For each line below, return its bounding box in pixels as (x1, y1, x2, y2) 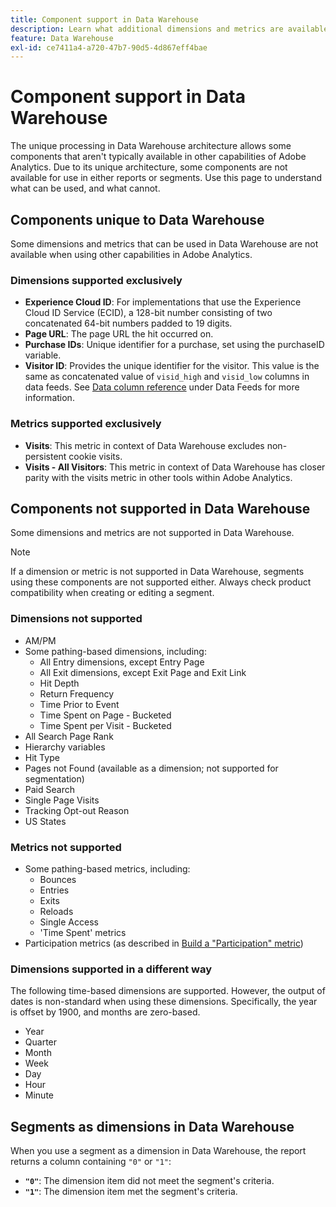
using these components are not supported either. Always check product (10, 576, 312, 588)
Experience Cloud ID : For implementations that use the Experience (24, 296, 302, 308)
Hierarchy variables (24, 741, 106, 753)
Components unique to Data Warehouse (10, 211, 265, 228)
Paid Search (24, 783, 75, 795)
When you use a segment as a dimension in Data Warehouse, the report (10, 1145, 307, 1157)
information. (24, 392, 75, 404)
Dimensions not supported (10, 612, 143, 626)
